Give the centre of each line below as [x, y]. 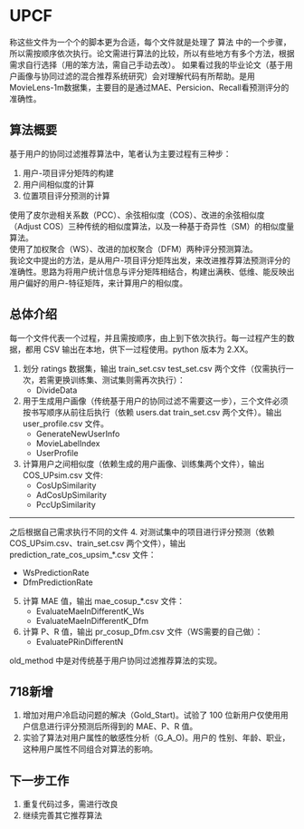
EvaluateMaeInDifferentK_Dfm [92, 620]
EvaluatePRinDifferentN [80, 641]
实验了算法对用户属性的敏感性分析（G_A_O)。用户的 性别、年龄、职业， [156, 738]
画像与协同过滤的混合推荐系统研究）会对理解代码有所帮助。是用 [136, 76]
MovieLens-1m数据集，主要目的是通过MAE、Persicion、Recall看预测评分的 [149, 87]
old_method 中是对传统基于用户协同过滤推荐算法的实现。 [116, 660]
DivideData [57, 390]
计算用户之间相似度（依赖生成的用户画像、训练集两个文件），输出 [143, 463]
